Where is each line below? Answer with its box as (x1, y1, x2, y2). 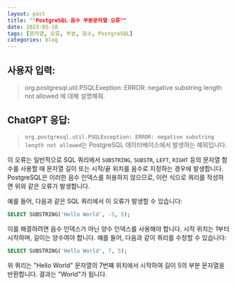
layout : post (7, 10, 46, 18)
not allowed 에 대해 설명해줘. (24, 91, 106, 100)
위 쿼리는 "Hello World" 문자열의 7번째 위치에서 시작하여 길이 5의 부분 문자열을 (7, 261, 225, 270)
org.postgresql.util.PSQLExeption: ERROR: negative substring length (24, 83, 222, 91)
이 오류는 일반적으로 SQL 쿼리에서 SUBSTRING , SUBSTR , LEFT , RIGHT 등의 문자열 (7, 156, 221, 164)
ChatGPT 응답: (7, 114, 70, 127)
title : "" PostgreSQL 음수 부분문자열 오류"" (7, 17, 127, 24)
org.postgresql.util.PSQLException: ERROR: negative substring (24, 133, 215, 141)
